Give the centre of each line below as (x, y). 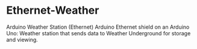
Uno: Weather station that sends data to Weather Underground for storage (98, 33)
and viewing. (22, 39)
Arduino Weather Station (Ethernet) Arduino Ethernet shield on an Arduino (98, 27)
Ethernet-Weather (53, 10)
